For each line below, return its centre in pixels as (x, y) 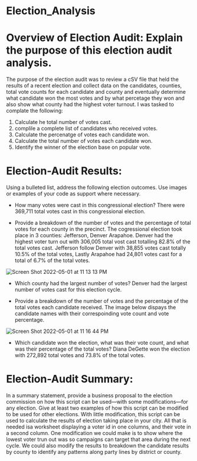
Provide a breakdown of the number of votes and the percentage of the (101, 301)
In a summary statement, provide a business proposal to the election (89, 395)
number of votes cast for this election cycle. (68, 290)
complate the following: (35, 111)
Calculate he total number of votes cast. (63, 122)
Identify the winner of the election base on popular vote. (83, 147)
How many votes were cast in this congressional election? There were (100, 205)
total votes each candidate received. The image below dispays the (95, 308)
